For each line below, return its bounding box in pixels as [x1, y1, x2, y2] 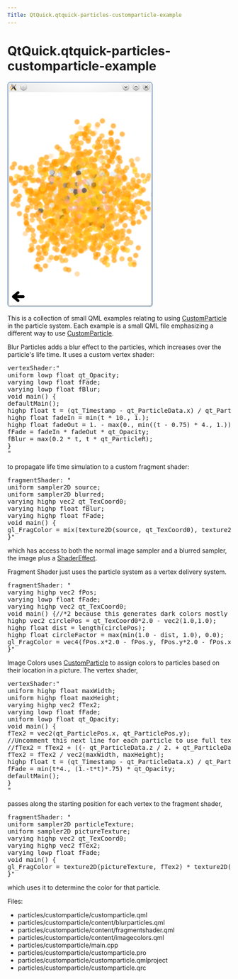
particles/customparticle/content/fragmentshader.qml [17, 926, 175, 934]
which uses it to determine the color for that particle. [7, 883, 161, 892]
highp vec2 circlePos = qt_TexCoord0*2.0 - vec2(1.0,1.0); [7, 616, 217, 624]
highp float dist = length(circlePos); [7, 624, 146, 631]
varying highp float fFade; [7, 511, 105, 519]
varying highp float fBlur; [7, 504, 105, 512]
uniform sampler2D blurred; [7, 490, 105, 498]
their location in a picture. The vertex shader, [7, 665, 138, 674]
